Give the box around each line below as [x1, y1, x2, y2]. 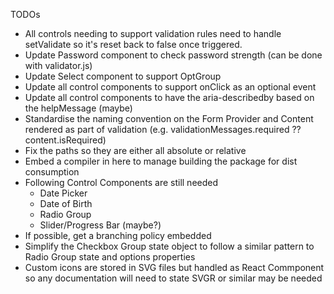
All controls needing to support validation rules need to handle [24, 28, 282, 39]
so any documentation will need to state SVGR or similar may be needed [24, 272, 323, 284]
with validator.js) [24, 60, 93, 71]
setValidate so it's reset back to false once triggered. [24, 39, 243, 50]
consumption [24, 166, 80, 178]
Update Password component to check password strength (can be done [24, 49, 323, 61]
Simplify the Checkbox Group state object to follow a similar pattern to [24, 240, 315, 252]
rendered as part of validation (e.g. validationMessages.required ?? [24, 124, 302, 135]
